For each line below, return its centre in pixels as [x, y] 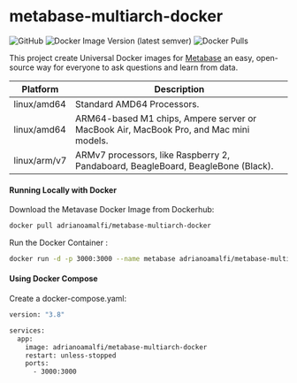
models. [91, 141]
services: [27, 330]
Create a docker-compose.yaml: [68, 299]
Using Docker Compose [54, 279]
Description [179, 88]
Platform [40, 88]
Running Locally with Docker [63, 190]
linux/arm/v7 [40, 160]
